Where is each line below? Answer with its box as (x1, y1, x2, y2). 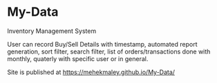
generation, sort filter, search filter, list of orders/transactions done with (7, 47, 211, 56)
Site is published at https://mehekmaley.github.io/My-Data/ (7, 68, 175, 76)
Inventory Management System (7, 27, 97, 35)
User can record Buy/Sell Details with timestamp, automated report (7, 40, 198, 48)
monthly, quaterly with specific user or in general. (7, 54, 149, 62)
